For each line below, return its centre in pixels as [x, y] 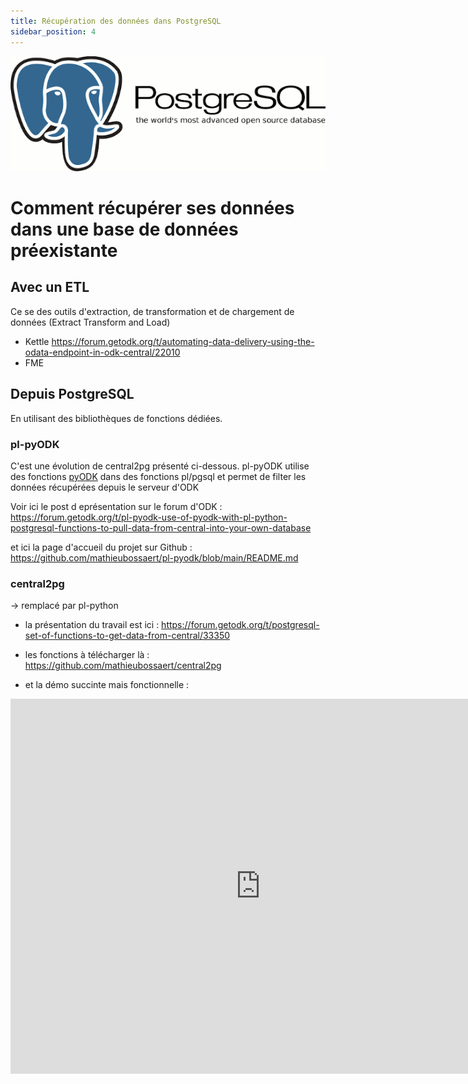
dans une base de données [124, 229]
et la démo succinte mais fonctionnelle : [107, 685]
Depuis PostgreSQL [72, 394]
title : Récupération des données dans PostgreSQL [116, 21]
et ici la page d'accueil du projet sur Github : [101, 547]
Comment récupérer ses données [152, 207]
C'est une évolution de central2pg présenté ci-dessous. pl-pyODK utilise [160, 466]
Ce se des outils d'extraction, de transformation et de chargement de [152, 311]
